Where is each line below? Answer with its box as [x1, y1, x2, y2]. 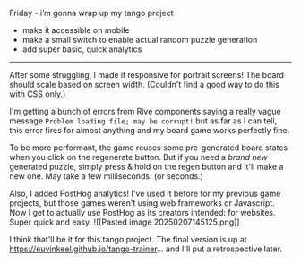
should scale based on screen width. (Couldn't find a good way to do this [9, 80, 279, 89]
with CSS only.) [9, 89, 66, 99]
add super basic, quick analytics [21, 44, 142, 55]
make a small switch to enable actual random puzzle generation [21, 35, 258, 45]
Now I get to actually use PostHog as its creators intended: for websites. [9, 208, 276, 217]
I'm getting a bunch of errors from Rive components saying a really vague [9, 106, 282, 116]
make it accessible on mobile [21, 25, 130, 35]
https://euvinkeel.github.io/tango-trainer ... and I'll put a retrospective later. [9, 243, 283, 254]
